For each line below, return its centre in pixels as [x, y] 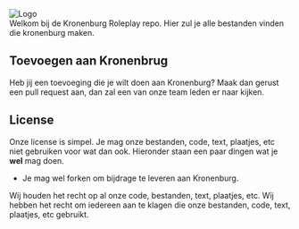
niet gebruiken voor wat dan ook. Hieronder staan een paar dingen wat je [144, 151]
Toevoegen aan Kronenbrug [89, 61]
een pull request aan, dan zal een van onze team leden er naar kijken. [137, 92]
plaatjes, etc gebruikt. [49, 214]
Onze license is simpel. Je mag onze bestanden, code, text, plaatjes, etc [142, 141]
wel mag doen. [37, 160]
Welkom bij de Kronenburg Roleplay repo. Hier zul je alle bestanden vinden [146, 23]
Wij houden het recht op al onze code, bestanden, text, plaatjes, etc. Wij [141, 195]
